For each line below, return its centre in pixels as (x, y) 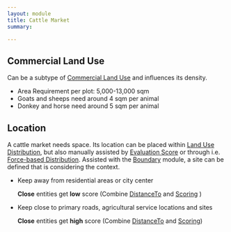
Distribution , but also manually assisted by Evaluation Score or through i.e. (114, 152)
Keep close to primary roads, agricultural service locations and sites (115, 207)
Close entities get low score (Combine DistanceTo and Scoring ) (109, 194)
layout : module (29, 14)
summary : (20, 26)
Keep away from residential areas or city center (85, 180)
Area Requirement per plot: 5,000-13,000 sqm (83, 91)
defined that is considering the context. (64, 167)
